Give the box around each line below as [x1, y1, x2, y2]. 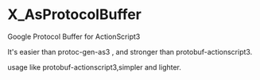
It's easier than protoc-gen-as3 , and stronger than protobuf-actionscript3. [7, 47, 253, 56]
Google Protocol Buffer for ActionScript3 [7, 32, 141, 41]
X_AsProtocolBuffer [7, 6, 142, 24]
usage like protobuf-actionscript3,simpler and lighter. [7, 62, 182, 72]
